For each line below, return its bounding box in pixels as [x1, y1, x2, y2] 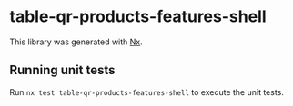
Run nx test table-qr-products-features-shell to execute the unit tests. [9, 86, 285, 97]
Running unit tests [9, 63, 116, 78]
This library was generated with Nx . [9, 36, 143, 47]
